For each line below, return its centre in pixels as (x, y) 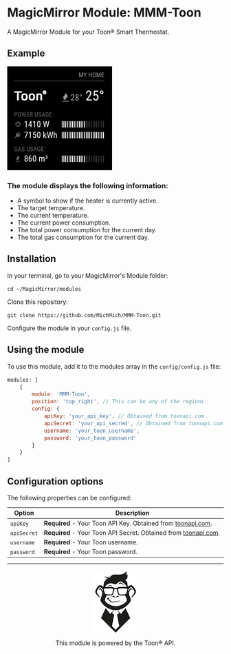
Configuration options (56, 481)
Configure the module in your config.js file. (69, 328)
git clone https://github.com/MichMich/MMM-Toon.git (84, 315)
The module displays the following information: (88, 185)
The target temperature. (51, 208)
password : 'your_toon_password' (90, 438)
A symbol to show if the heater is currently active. (87, 201)
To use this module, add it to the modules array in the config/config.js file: (114, 366)
